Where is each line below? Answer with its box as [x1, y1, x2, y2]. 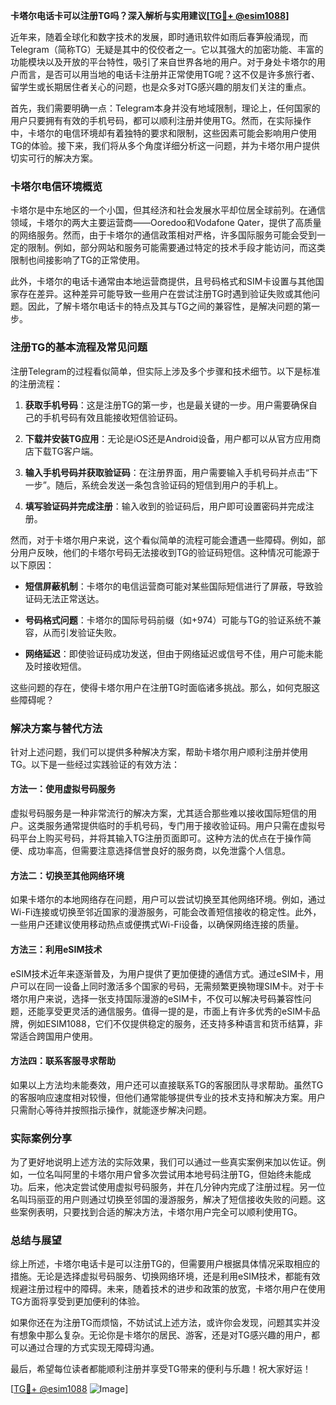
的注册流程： [10, 377, 63, 389]
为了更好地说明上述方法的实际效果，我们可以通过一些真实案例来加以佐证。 [10, 1156, 317, 1168]
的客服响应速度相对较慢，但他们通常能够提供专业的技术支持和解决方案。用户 [10, 1091, 326, 1103]
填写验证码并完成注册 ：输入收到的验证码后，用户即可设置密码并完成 [24, 500, 306, 512]
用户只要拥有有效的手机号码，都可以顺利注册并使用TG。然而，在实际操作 [10, 115, 312, 126]
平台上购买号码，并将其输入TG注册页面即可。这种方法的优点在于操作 [18, 832, 303, 844]
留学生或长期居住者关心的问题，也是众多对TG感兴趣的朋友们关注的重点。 [10, 81, 312, 93]
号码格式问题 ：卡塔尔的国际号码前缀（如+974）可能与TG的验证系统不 [24, 614, 313, 626]
